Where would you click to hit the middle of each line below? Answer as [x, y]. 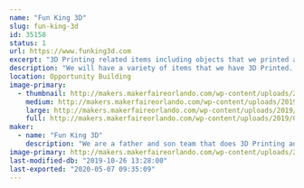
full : [36, 118]
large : [38, 110]
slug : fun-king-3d [44, 26]
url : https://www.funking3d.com [70, 52]
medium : [40, 102]
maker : [22, 127]
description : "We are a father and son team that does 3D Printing [155, 144]
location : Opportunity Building [70, 77]
